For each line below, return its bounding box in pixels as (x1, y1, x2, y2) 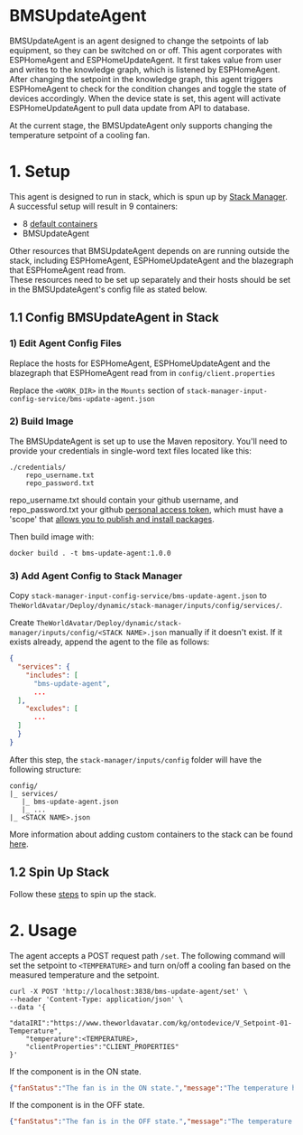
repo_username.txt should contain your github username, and (9, 494, 239, 505)
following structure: (9, 764, 82, 774)
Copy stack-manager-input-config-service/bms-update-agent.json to (9, 590, 268, 601)
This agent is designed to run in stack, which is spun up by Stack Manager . (9, 191, 289, 202)
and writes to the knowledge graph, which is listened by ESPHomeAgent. (9, 64, 280, 75)
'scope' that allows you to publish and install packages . (9, 513, 215, 524)
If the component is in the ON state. (9, 1065, 142, 1076)
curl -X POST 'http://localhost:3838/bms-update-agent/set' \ (9, 987, 248, 996)
